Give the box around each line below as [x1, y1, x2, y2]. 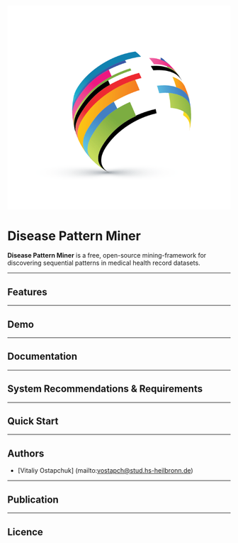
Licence [7, 526, 44, 538]
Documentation [7, 351, 78, 363]
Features [7, 286, 47, 298]
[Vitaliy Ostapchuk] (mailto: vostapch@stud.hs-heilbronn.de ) [17, 466, 193, 475]
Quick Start [7, 415, 59, 427]
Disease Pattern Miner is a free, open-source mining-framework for [7, 251, 207, 260]
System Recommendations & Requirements [7, 383, 203, 395]
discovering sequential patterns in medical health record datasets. [7, 258, 200, 268]
